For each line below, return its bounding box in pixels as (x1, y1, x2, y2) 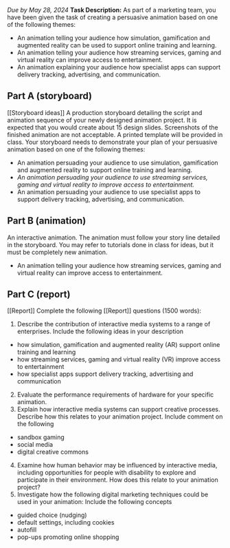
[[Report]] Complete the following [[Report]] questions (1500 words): (7, 306, 201, 315)
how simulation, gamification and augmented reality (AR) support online (16, 341, 220, 349)
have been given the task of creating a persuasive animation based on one (7, 13, 218, 21)
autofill (16, 526, 37, 534)
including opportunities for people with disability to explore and (16, 468, 196, 477)
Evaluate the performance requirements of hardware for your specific (16, 390, 214, 399)
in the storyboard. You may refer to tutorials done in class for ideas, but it (7, 240, 214, 249)
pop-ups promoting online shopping (16, 533, 119, 541)
